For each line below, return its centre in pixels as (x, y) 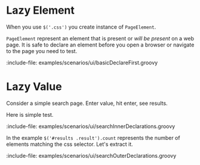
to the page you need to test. (42, 51)
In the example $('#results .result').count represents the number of (93, 138)
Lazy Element (40, 10)
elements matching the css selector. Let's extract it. (70, 144)
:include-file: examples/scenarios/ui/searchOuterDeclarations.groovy (91, 155)
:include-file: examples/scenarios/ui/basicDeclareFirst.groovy (82, 63)
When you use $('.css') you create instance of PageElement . (81, 27)
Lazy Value (34, 87)
